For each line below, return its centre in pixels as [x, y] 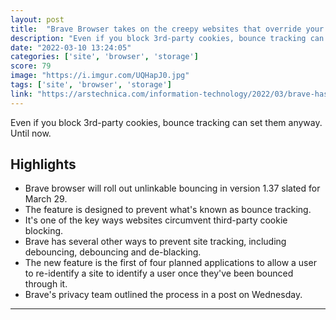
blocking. [44, 231]
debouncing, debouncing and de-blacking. [113, 252]
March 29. [46, 199]
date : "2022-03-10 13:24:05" [71, 47]
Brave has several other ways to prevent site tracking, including [155, 242]
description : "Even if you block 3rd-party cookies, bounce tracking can [167, 38]
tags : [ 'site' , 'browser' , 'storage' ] [91, 85]
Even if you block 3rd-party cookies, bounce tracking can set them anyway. [166, 122]
